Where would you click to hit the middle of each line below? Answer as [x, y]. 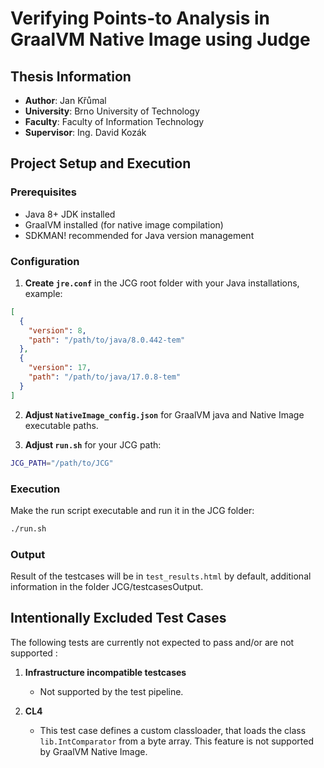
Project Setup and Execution [101, 163]
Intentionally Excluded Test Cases [118, 618]
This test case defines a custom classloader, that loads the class [173, 730]
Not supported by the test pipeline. [111, 691]
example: [43, 293]
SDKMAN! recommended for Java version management [139, 235]
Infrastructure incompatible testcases [105, 672]
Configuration [45, 261]
